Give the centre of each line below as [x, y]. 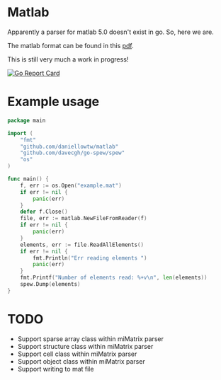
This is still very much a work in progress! [68, 59]
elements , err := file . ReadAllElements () [82, 245]
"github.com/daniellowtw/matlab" [69, 146]
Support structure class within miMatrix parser [85, 346]
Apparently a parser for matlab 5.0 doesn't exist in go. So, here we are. [110, 32]
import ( [20, 133]
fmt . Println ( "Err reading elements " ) [90, 258]
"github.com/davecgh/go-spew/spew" [73, 153]
